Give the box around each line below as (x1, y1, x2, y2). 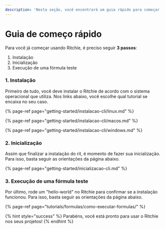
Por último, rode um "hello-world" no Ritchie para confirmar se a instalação (5, 189, 158, 195)
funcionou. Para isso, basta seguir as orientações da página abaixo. (5, 194, 143, 200)
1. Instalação (5, 77, 36, 84)
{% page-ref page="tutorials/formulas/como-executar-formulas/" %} (5, 204, 146, 210)
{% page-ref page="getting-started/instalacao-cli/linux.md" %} (5, 108, 134, 114)
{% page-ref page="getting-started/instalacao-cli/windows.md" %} (5, 127, 143, 133)
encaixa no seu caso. (5, 98, 48, 104)
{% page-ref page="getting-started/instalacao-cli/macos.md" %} (5, 118, 138, 124)
